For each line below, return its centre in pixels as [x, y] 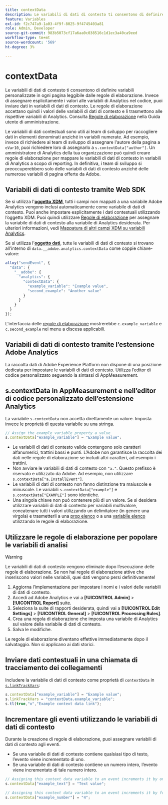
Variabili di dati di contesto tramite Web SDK [75, 190]
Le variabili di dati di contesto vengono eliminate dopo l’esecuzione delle [80, 567]
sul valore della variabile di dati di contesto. [57, 624]
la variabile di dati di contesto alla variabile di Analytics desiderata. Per [78, 223]
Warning [14, 557]
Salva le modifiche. [32, 630]
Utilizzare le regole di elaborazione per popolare [81, 537]
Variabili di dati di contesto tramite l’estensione [80, 345]
